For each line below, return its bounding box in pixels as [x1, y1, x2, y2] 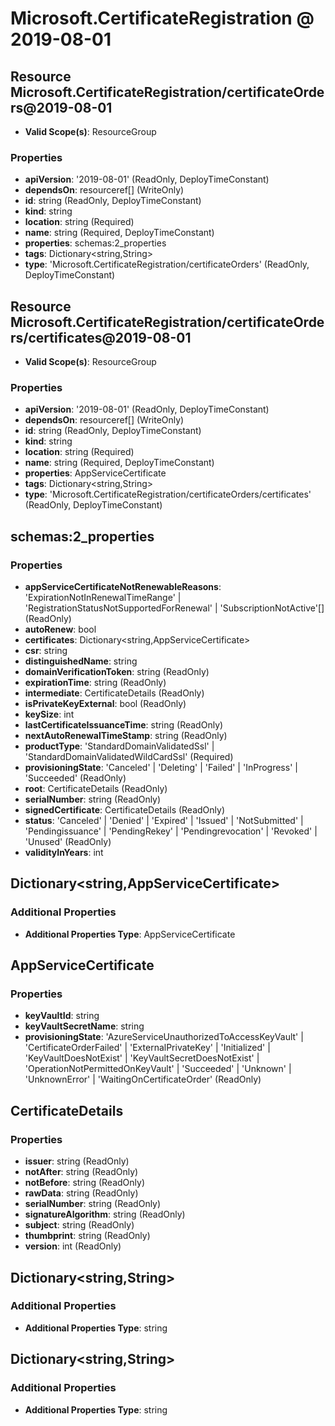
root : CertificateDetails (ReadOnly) [24, 783, 168, 795]
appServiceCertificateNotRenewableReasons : [24, 581, 222, 593]
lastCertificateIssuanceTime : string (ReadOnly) [24, 719, 224, 731]
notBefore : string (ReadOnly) [24, 1177, 146, 1189]
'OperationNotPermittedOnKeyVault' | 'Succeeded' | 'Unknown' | [24, 1063, 292, 1075]
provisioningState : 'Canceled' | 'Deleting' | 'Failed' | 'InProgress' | [24, 762, 298, 774]
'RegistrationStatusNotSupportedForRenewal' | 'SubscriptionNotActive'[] [24, 602, 325, 614]
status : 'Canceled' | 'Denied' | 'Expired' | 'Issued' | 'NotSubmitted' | [24, 815, 304, 827]
